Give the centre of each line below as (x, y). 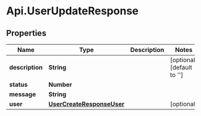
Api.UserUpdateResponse (72, 11)
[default (181, 67)
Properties (26, 33)
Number (60, 85)
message (22, 94)
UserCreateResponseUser (86, 104)
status (19, 85)
